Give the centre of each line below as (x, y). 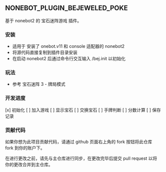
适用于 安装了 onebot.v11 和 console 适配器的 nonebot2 (68, 46)
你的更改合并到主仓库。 (29, 164)
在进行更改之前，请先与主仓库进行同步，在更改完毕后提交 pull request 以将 (81, 158)
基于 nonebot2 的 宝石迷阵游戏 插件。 (43, 20)
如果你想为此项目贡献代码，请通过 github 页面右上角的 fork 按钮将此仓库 (79, 142)
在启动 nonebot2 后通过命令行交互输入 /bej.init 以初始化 (69, 59)
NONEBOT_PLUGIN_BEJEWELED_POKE (67, 8)
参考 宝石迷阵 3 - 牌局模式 (39, 84)
